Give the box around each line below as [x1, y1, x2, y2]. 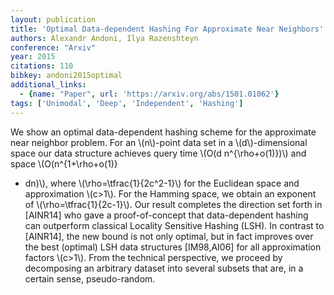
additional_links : [10, 80, 87, 90]
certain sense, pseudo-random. [24, 272, 156, 285]
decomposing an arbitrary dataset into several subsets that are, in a [24, 262, 304, 274]
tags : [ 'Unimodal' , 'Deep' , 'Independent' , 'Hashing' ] [10, 98, 244, 108]
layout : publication [10, 14, 97, 25]
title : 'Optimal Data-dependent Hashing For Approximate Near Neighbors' [10, 24, 325, 34]
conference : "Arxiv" [10, 42, 97, 53]
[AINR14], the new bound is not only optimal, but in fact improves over [24, 230, 314, 242]
